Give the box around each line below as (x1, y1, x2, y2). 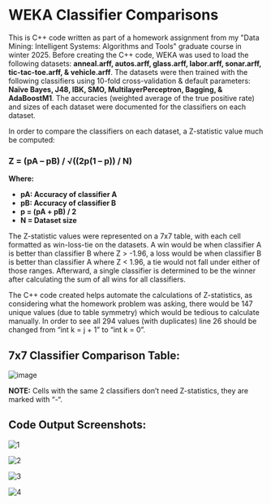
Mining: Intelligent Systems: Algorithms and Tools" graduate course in (8, 41, 242, 50)
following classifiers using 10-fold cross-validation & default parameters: (8, 76, 251, 85)
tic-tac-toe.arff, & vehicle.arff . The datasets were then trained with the (8, 67, 248, 77)
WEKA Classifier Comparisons (8, 6, 219, 24)
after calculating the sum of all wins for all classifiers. (8, 274, 187, 284)
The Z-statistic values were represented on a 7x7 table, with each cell (8, 231, 241, 241)
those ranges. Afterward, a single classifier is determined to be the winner (8, 266, 256, 276)
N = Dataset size (19, 216, 77, 226)
